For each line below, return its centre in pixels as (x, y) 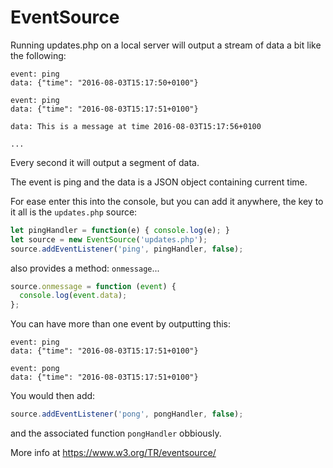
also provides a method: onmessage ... (85, 268)
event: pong (35, 369)
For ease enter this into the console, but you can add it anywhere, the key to (167, 201)
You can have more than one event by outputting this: (121, 324)
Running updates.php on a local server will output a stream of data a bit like (166, 45)
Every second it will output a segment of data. (105, 162)
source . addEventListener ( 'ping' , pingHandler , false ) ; (127, 249)
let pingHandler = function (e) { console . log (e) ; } (120, 230)
